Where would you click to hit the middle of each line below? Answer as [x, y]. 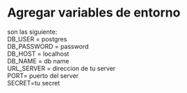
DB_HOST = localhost [38, 54]
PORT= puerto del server [43, 75]
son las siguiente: [32, 32]
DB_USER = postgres [37, 39]
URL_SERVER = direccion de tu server [62, 68]
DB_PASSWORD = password [48, 46]
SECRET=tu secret [34, 83]
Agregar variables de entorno [94, 13]
